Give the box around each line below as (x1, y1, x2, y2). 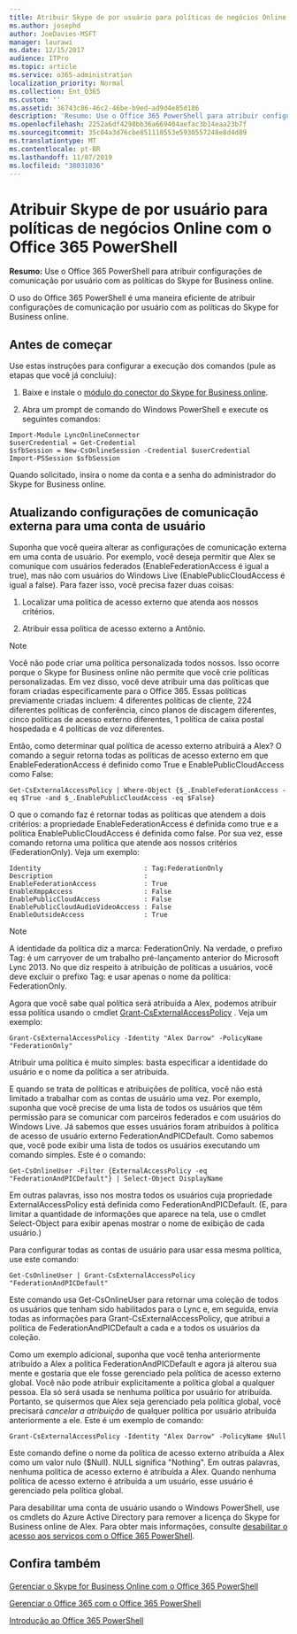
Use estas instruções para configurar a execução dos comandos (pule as (9, 360, 277, 372)
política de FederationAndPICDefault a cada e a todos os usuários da (9, 1322, 261, 1333)
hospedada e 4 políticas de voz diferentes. (9, 723, 165, 734)
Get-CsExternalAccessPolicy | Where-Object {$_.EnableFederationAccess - (9, 785, 287, 795)
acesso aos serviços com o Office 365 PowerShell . (9, 1530, 195, 1541)
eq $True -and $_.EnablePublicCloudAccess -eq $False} (9, 793, 216, 802)
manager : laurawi (9, 37, 73, 47)
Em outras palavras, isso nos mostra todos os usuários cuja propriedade (9, 1190, 272, 1200)
